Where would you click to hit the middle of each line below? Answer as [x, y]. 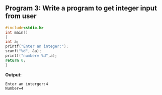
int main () [17, 32]
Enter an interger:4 [27, 84]
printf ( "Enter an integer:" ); [37, 46]
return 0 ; [16, 60]
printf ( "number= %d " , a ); [31, 56]
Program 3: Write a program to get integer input [81, 8]
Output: [13, 74]
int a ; [12, 42]
